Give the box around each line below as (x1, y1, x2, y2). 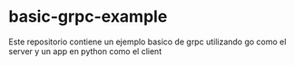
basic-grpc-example (8, 6, 168, 27)
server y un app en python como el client (8, 45, 162, 56)
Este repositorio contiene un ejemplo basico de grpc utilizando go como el (8, 36, 287, 47)
